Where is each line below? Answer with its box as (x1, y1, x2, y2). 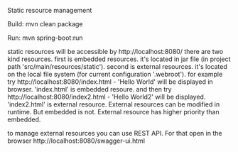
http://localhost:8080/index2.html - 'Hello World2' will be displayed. (7, 92, 206, 101)
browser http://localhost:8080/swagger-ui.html (7, 136, 146, 145)
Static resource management (7, 6, 92, 14)
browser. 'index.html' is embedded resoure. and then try (7, 85, 172, 93)
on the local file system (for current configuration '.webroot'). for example (7, 70, 223, 78)
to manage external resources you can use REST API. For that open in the (7, 129, 222, 137)
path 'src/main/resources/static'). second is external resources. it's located (7, 63, 227, 70)
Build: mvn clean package (7, 20, 83, 28)
